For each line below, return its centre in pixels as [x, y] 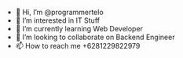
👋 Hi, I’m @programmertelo [59, 12]
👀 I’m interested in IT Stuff [58, 20]
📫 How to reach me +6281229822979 [78, 46]
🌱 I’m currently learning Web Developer [79, 29]
